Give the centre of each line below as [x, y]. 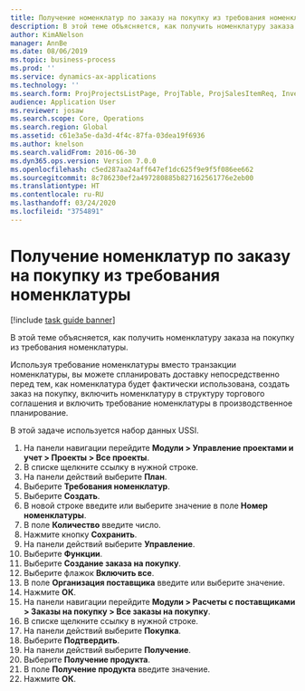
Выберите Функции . [63, 553]
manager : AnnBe [39, 43]
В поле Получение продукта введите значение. [117, 669]
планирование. [39, 412]
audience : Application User [63, 102]
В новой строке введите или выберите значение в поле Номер [145, 505]
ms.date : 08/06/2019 [49, 52]
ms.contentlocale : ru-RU [57, 195]
